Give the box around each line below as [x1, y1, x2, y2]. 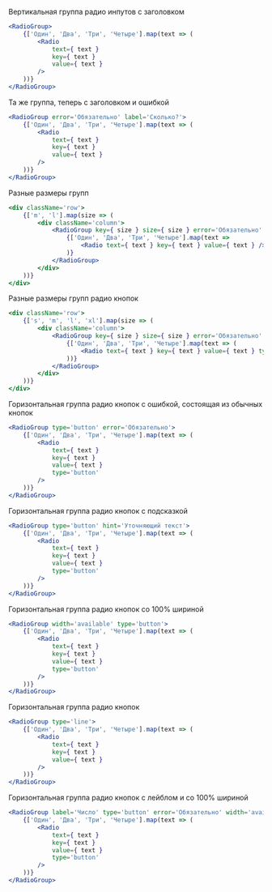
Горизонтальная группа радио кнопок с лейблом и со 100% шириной [8, 793, 249, 803]
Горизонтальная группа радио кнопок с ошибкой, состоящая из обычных [8, 399, 263, 408]
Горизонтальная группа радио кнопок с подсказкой [8, 506, 188, 515]
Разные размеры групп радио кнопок [8, 293, 139, 303]
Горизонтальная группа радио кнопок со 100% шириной [8, 604, 204, 614]
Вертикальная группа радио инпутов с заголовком [8, 7, 185, 16]
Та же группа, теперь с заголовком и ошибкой [8, 97, 170, 107]
